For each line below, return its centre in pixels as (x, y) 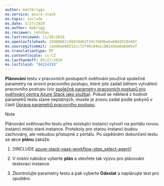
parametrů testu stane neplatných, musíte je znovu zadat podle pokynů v (79, 99)
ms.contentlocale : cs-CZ (30, 55)
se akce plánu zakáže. (28, 139)
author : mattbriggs (25, 10)
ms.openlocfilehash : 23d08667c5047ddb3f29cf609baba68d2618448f (71, 42)
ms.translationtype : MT (29, 51)
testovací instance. (31, 164)
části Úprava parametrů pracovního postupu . (51, 105)
